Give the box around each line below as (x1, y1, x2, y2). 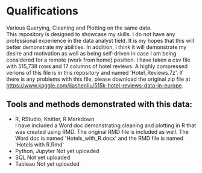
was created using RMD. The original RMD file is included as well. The (14, 128, 189, 135)
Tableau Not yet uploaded (14, 160, 80, 167)
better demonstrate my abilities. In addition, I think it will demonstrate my (6, 43, 187, 51)
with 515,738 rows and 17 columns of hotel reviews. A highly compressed (6, 62, 188, 70)
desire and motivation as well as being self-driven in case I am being (6, 49, 177, 57)
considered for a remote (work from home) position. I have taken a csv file (6, 56, 191, 63)
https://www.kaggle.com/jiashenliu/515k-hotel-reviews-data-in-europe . (6, 81, 184, 89)
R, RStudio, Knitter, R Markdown (14, 115, 95, 122)
